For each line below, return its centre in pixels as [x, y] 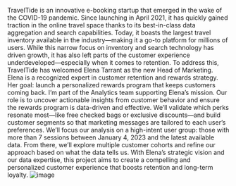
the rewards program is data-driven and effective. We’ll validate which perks [118, 107]
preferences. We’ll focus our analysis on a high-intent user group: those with [118, 130]
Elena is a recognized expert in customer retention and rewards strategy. [113, 77]
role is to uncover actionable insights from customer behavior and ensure [113, 100]
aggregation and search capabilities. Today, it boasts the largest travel [109, 32]
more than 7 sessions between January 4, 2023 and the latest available [111, 137]
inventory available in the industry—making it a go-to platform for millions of [118, 40]
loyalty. [18, 175]
